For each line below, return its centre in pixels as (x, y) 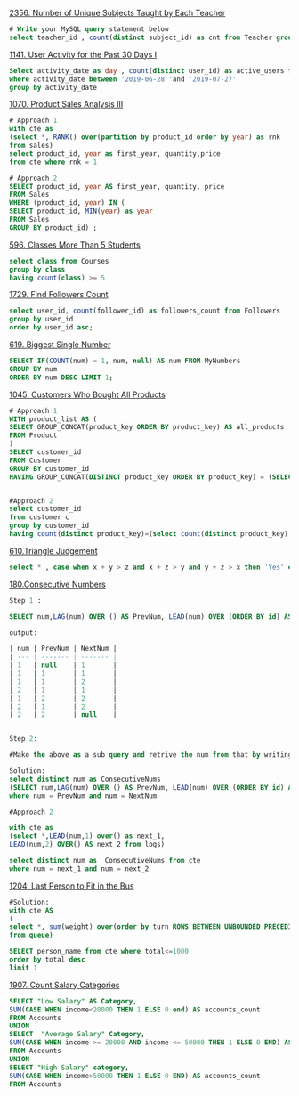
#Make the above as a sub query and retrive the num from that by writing (151, 755)
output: (24, 633)
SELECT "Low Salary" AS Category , (73, 1001)
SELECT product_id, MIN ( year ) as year (81, 211)
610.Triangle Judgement (53, 550)
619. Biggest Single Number (60, 345)
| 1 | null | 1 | (63, 666)
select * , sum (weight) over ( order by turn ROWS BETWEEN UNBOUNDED (135, 927)
